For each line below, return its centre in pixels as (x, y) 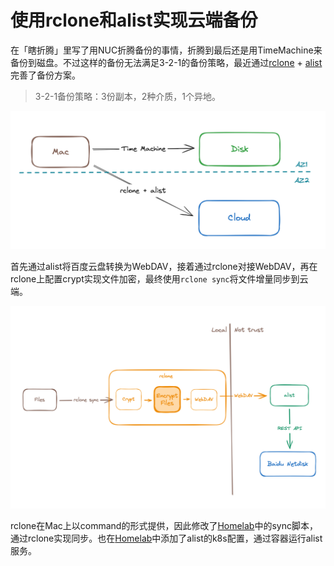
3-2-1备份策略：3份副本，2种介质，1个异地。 (127, 96)
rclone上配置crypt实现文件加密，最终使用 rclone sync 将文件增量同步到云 (159, 279)
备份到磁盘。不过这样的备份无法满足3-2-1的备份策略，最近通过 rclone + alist (166, 62)
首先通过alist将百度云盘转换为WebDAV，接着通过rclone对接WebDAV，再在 (164, 267)
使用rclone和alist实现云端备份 (134, 20)
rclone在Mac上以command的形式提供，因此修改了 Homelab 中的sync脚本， (164, 526)
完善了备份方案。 (45, 75)
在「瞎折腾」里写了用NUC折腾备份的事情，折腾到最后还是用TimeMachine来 (166, 50)
